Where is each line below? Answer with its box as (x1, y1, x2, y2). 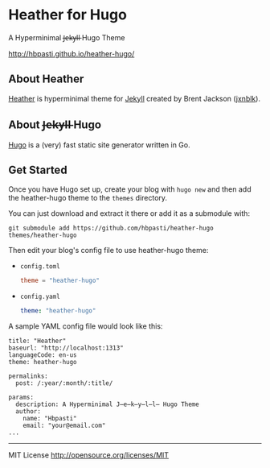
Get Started (8, 163, 67, 176)
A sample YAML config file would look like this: (8, 321, 163, 331)
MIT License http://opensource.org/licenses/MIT (8, 450, 170, 460)
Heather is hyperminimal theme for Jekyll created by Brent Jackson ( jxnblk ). (8, 93, 261, 103)
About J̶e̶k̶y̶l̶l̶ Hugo (8, 118, 102, 132)
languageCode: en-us (8, 351, 78, 359)
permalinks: (8, 372, 48, 380)
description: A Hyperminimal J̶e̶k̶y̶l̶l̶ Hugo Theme (15, 400, 199, 408)
